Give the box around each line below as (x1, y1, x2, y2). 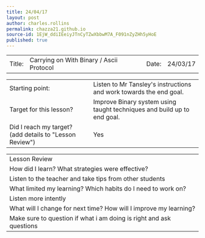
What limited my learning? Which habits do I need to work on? (9, 184, 187, 192)
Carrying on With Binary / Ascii (29, 56, 118, 64)
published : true (6, 37, 48, 43)
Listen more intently (9, 194, 66, 203)
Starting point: (9, 84, 50, 92)
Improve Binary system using (93, 98, 177, 106)
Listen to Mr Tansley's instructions (93, 80, 192, 88)
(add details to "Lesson (9, 130, 76, 139)
